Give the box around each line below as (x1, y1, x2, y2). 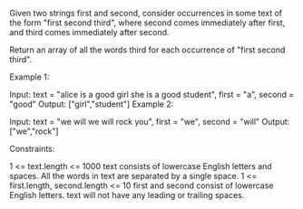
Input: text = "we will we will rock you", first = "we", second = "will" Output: (9, 117, 290, 127)
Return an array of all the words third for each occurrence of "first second (9, 44, 286, 55)
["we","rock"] (9, 126, 59, 137)
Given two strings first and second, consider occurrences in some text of (9, 8, 283, 18)
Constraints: (9, 144, 55, 154)
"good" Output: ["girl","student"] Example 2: (9, 99, 174, 109)
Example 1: (9, 71, 50, 82)
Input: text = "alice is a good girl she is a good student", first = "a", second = (9, 90, 295, 100)
